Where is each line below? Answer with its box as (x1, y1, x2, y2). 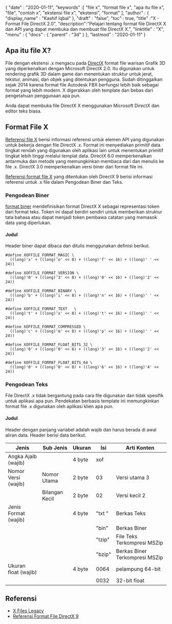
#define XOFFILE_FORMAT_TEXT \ (5, 307, 77, 312)
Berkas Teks (116, 509, 146, 517)
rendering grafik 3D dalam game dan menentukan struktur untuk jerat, (5, 71, 154, 77)
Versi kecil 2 (116, 491, 146, 499)
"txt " (96, 509, 109, 517)
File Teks (116, 532, 138, 540)
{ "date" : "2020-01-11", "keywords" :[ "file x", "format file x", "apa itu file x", (5, 5, 165, 10)
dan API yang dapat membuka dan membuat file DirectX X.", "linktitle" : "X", (5, 26, 165, 32)
